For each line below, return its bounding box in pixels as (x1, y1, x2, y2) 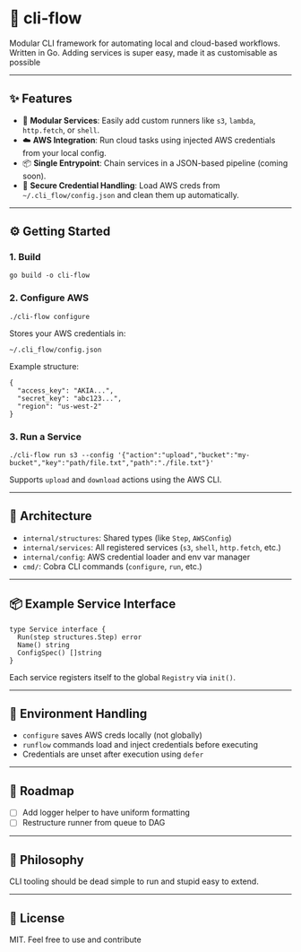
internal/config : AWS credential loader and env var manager (21, 551, 251, 562)
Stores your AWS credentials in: (9, 327, 126, 339)
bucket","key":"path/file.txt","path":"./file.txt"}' (9, 459, 215, 468)
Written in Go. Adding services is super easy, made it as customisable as (9, 47, 278, 57)
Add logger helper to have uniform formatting (21, 807, 191, 818)
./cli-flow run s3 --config (9, 451, 115, 460)
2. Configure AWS (9, 291, 90, 304)
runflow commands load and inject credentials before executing (21, 740, 258, 750)
